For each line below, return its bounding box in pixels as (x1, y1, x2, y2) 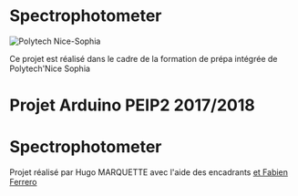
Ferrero (9, 177, 37, 188)
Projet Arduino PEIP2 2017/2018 (9, 95, 255, 116)
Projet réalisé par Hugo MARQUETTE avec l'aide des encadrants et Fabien (9, 167, 289, 178)
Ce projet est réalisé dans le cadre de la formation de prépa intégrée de (9, 53, 278, 64)
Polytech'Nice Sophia (9, 63, 91, 74)
